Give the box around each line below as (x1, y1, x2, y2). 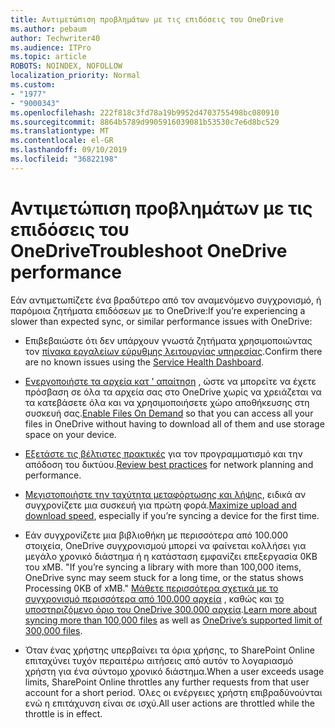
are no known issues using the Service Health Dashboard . (24, 356, 265, 368)
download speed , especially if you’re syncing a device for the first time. (24, 509, 320, 521)
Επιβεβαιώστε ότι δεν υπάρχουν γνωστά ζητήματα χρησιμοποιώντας (24, 334, 313, 346)
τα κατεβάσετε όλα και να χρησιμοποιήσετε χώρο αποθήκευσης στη (24, 396, 310, 408)
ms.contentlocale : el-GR (10, 136, 114, 146)
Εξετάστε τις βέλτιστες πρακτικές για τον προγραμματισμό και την (24, 447, 303, 460)
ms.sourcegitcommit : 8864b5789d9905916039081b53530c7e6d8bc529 (10, 117, 280, 127)
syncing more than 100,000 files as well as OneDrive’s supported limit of (24, 614, 323, 626)
